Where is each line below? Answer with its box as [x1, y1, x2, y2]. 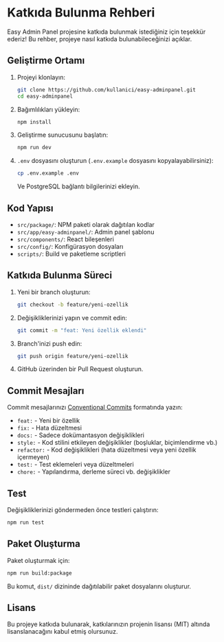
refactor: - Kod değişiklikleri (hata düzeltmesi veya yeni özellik [16, 445, 197, 454]
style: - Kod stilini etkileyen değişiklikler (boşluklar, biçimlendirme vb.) [16, 439, 218, 447]
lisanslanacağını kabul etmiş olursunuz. [7, 628, 118, 636]
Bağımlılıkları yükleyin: [16, 105, 80, 113]
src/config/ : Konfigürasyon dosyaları [16, 242, 124, 250]
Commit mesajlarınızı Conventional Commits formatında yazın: [7, 403, 183, 412]
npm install [16, 118, 52, 125]
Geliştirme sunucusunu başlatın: [16, 131, 109, 139]
